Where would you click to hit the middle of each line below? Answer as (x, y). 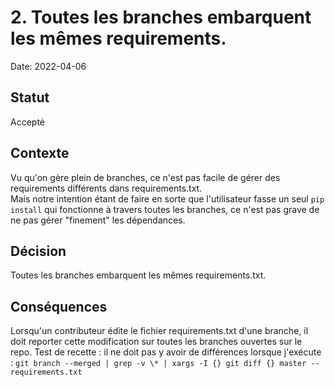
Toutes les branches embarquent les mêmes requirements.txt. (138, 275)
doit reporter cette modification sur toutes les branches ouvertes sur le (156, 342)
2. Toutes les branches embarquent (161, 17)
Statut (30, 97)
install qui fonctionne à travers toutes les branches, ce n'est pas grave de (165, 209)
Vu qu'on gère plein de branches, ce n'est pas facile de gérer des (145, 177)
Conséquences (59, 306)
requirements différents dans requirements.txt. (106, 188)
